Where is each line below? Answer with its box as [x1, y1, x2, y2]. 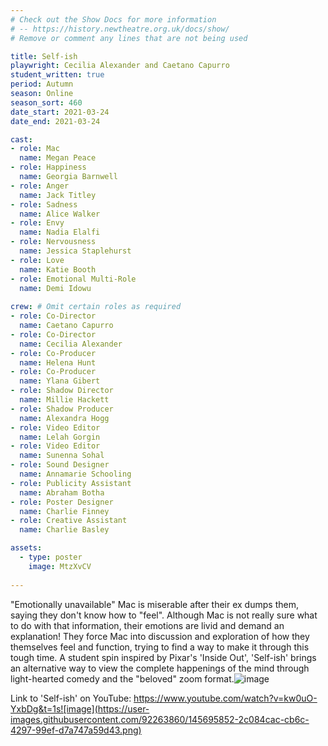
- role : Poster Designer [10, 497, 114, 507]
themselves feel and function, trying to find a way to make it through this [10, 641, 310, 653]
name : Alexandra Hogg [19, 413, 110, 423]
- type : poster [19, 552, 83, 562]
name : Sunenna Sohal [19, 451, 105, 461]
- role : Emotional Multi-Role [10, 274, 137, 284]
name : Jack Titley [19, 190, 97, 200]
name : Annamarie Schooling [19, 469, 132, 479]
